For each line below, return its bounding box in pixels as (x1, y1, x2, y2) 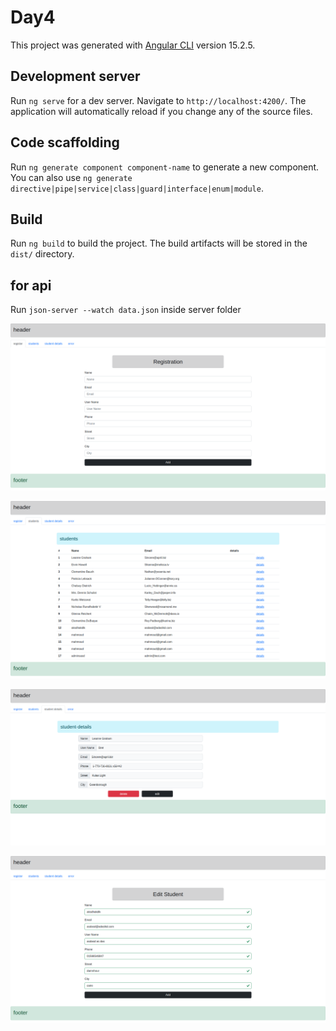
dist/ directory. (10, 248, 75, 260)
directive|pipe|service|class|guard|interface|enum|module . (10, 182, 264, 194)
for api (10, 277, 52, 294)
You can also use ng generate (10, 171, 133, 183)
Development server (10, 68, 141, 85)
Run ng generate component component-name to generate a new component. (10, 161, 320, 173)
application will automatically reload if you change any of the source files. (10, 105, 313, 117)
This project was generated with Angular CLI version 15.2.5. (10, 39, 256, 51)
